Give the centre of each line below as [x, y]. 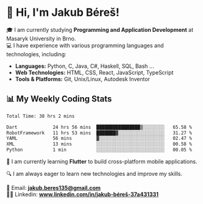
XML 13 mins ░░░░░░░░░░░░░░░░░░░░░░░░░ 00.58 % [99, 144]
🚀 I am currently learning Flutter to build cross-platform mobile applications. [102, 162]
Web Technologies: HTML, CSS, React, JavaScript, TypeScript [94, 72]
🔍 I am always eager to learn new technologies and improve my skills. [94, 174]
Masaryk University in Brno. [41, 38]
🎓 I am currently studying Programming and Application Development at [100, 29]
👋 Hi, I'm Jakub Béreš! [63, 13]
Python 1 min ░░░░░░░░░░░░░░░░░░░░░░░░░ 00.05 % [99, 150]
